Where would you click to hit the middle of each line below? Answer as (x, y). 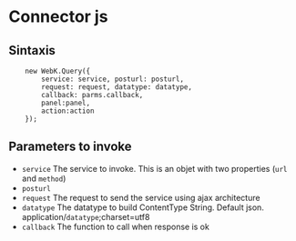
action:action (68, 111)
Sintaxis (32, 50)
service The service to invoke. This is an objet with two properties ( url (154, 168)
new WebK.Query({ (58, 71)
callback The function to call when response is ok (116, 226)
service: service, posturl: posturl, (112, 79)
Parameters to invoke (70, 147)
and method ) (44, 178)
